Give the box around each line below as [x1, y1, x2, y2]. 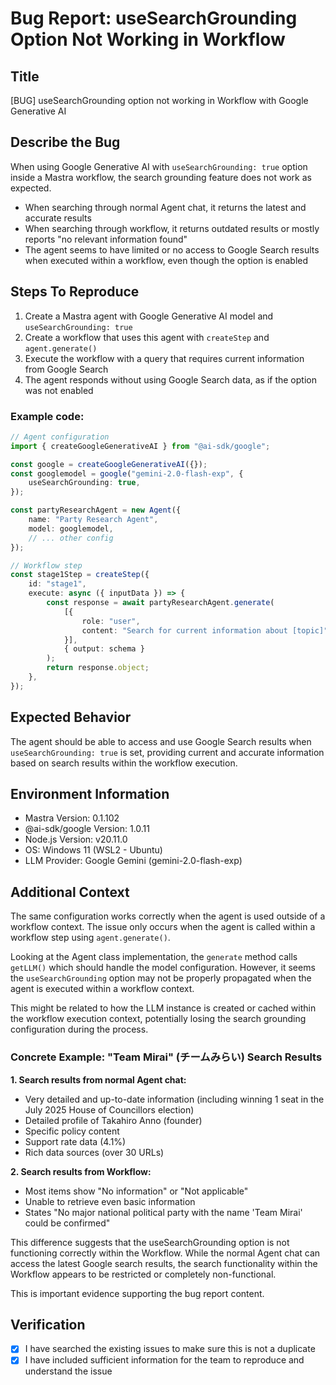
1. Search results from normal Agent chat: [10, 1073, 187, 1086]
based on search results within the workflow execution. [10, 757, 238, 769]
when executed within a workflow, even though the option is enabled [24, 254, 309, 266]
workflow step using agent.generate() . [10, 932, 171, 944]
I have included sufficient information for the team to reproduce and [24, 1354, 305, 1366]
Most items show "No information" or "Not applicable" [24, 1185, 249, 1197]
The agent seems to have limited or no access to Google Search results [24, 243, 320, 256]
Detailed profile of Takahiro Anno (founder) [24, 1114, 203, 1126]
